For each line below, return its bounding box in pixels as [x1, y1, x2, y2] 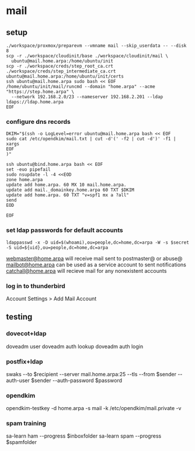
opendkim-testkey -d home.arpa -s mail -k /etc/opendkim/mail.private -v [6, 405, 182, 412]
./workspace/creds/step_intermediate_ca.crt [6, 68, 116, 74]
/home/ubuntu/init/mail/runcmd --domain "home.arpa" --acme [6, 84, 156, 89]
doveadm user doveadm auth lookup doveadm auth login [6, 343, 144, 350]
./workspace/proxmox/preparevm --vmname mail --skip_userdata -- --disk [6, 43, 187, 48]
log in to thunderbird [6, 282, 65, 290]
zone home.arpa [6, 177, 43, 183]
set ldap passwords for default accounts [6, 226, 124, 234]
